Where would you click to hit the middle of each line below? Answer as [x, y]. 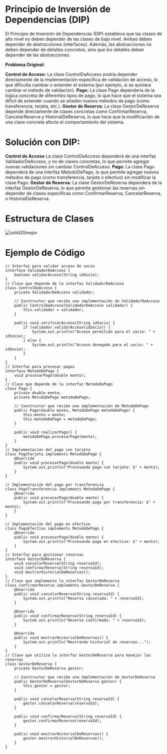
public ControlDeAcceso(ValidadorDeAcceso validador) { [74, 305]
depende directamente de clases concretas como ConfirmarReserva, [76, 111]
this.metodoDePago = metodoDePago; [60, 419]
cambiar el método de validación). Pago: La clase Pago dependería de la [80, 90]
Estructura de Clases [49, 219]
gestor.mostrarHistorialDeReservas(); [63, 738]
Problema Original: [25, 64]
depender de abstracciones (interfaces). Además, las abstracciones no [78, 44]
